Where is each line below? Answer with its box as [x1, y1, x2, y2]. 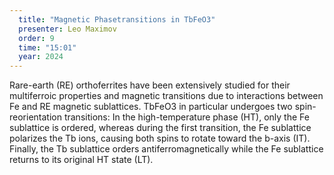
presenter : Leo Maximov [18, 24, 117, 34]
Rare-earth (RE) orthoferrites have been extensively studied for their [9, 79, 291, 91]
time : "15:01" [18, 42, 77, 53]
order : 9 [18, 33, 55, 43]
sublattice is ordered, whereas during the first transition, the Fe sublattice [9, 122, 312, 134]
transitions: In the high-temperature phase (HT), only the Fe [63, 111, 310, 123]
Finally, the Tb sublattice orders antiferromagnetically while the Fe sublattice [9, 143, 324, 155]
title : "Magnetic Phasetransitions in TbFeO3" [18, 14, 216, 25]
